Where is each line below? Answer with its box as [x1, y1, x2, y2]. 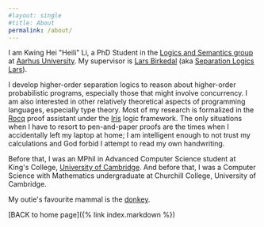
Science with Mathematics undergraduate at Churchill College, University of [8, 171, 256, 180]
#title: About [8, 19, 55, 27]
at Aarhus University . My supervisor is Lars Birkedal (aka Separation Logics [8, 56, 254, 66]
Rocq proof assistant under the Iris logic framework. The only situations [8, 114, 243, 123]
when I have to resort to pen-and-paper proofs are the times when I [8, 122, 230, 131]
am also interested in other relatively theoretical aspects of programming [8, 96, 246, 107]
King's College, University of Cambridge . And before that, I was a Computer [8, 163, 256, 172]
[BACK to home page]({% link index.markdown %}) [8, 210, 176, 220]
